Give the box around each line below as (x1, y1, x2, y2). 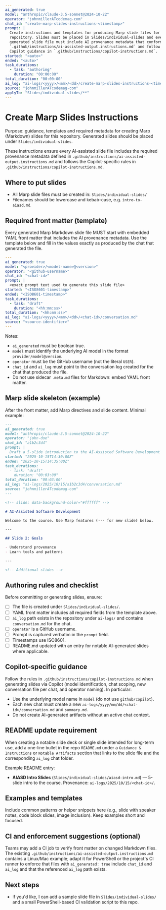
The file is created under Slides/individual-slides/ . (12, 604, 120, 610)
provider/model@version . (12, 353, 63, 359)
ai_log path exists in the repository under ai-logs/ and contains (12, 615, 143, 621)
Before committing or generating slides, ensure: (5, 594, 102, 600)
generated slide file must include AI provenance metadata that (9, 40, 145, 45)
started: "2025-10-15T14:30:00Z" (5, 454, 74, 459)
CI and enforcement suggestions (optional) (5, 832, 141, 841)
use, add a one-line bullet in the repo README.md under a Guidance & (5, 744, 142, 750)
